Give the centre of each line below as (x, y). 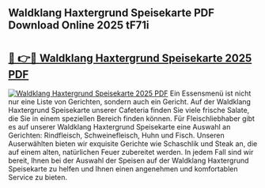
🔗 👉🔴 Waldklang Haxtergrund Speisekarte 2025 (130, 58)
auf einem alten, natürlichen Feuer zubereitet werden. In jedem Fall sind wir (131, 152)
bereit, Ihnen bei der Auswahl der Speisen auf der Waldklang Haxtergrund (129, 160)
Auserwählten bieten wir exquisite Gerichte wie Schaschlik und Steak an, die (133, 144)
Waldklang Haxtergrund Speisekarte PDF (112, 13)
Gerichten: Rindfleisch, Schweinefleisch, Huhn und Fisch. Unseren (116, 135)
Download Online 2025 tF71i (79, 26)
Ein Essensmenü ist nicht (210, 93)
